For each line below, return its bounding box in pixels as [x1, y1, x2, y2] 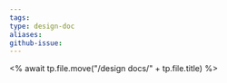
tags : [9, 13, 30, 23]
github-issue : [9, 38, 64, 48]
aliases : [9, 30, 43, 39]
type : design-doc [9, 22, 75, 31]
